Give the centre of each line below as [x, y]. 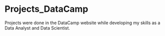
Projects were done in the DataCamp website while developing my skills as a [82, 23]
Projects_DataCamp [46, 9]
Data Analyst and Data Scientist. [37, 28]
